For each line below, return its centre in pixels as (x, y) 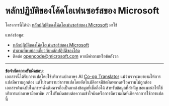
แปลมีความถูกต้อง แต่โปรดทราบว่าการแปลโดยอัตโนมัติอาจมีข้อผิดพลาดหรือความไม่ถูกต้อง (78, 82)
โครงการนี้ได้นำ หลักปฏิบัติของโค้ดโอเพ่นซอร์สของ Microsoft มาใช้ (61, 24)
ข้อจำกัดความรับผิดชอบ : (25, 70)
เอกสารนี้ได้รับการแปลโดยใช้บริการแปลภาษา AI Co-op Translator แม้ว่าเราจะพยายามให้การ (83, 76)
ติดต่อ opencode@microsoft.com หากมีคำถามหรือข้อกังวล (66, 56)
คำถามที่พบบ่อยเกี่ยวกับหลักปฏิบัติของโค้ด (46, 50)
